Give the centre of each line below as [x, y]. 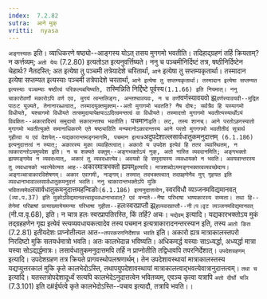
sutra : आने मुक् [33, 23]
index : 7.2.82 [33, 16]
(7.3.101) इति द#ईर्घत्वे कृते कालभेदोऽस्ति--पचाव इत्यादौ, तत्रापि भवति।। [101, 286]
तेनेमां [14, 207]
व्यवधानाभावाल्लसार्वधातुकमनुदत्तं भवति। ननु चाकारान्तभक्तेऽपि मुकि [82, 182]
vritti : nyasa [33, 30]
